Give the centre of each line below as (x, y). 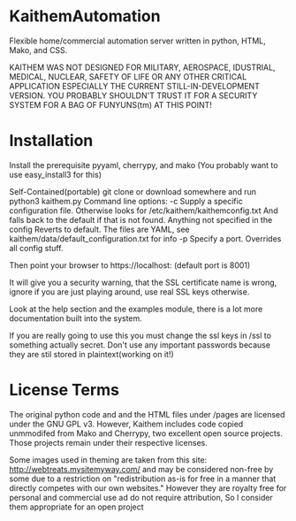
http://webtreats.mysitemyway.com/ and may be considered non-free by (141, 469)
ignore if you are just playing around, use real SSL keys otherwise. (129, 291)
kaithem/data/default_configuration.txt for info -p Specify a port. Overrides (145, 238)
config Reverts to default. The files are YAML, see (99, 229)
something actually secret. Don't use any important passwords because (140, 345)
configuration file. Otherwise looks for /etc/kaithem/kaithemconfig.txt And (144, 211)
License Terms (65, 390)
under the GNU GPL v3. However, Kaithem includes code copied (126, 424)
